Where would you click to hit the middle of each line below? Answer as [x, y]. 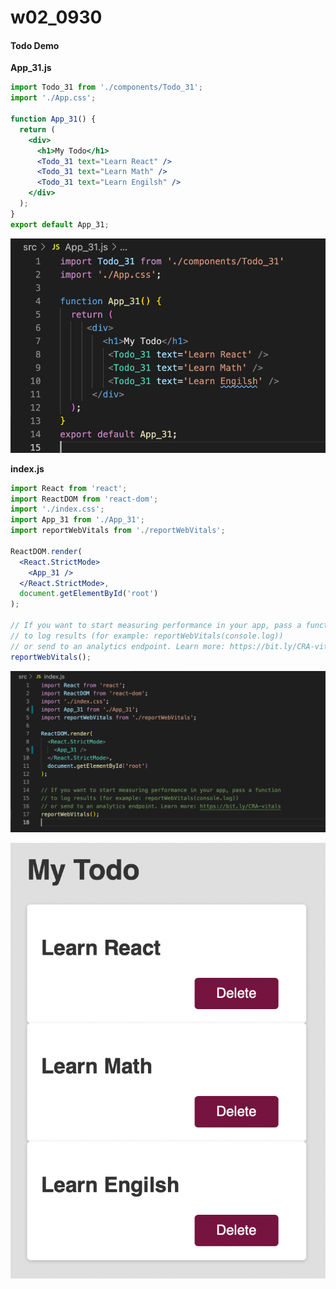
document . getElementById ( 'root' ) [89, 594]
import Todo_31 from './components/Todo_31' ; [106, 87]
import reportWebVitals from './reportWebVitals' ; [118, 531]
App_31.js [31, 68]
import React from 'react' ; [69, 488]
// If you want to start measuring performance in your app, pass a [156, 626]
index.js [27, 468]
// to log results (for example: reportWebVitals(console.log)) [147, 636]
